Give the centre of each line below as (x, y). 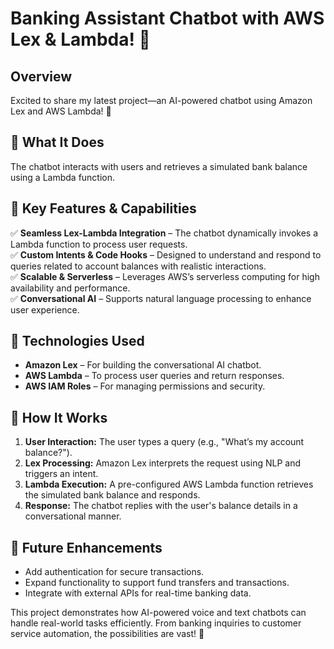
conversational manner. (73, 516)
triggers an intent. (61, 474)
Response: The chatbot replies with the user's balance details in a (161, 506)
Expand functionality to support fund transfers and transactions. (157, 583)
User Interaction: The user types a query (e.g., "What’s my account (164, 442)
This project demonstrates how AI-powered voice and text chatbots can (158, 613)
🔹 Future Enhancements (86, 547)
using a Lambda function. (63, 177)
